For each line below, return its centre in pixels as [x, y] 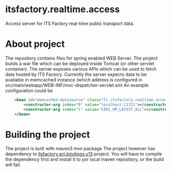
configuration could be [29, 91]
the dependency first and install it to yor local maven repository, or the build [85, 159]
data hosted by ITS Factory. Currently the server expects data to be [76, 74]
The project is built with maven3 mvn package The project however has [80, 149]
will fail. [13, 165]
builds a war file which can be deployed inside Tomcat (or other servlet [80, 63]
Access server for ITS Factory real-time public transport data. [70, 23]
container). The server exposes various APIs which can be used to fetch [81, 69]
